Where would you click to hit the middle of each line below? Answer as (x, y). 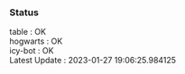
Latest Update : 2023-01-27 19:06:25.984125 (93, 61)
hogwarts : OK (36, 41)
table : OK (28, 32)
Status (24, 12)
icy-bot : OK (32, 51)
